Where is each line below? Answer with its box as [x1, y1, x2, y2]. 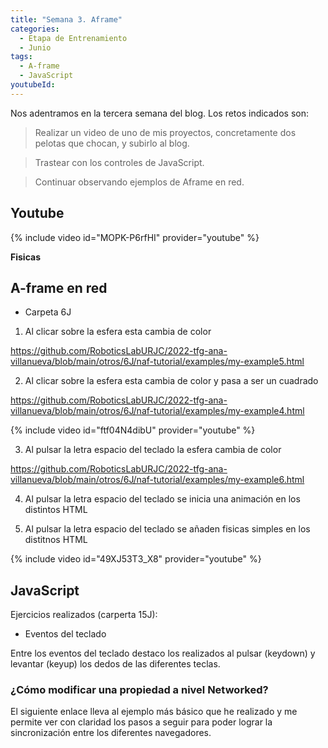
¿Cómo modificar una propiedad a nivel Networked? [10, 683, 269, 697]
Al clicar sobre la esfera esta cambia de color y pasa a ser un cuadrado [24, 375, 319, 387]
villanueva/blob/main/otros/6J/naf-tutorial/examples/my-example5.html [10, 356, 305, 368]
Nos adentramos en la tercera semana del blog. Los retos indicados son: [10, 107, 309, 119]
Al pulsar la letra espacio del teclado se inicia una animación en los [24, 493, 301, 505]
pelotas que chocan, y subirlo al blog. [34, 137, 190, 149]
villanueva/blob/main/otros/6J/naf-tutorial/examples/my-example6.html [10, 474, 305, 486]
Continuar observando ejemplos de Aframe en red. [34, 176, 245, 188]
